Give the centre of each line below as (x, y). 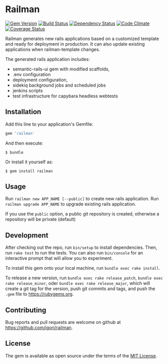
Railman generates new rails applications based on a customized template (82, 39)
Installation (23, 112)
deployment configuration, (40, 80)
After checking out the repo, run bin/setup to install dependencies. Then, (81, 247)
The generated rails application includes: (47, 59)
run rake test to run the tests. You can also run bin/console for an (74, 253)
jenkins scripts (27, 90)
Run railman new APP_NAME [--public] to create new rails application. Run (82, 199)
